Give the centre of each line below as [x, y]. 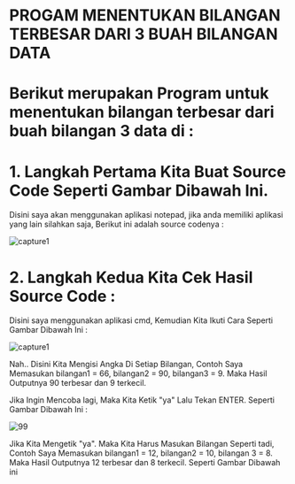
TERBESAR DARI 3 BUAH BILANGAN [144, 34]
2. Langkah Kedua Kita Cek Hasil [131, 277]
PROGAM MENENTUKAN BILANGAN [145, 15]
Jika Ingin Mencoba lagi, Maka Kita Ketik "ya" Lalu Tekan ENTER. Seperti [142, 400]
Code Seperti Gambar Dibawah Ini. [139, 190]
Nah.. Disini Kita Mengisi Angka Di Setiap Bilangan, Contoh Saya [126, 365]
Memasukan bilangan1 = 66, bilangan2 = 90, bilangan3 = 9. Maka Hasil [138, 373]
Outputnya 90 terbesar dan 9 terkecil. [78, 383]
